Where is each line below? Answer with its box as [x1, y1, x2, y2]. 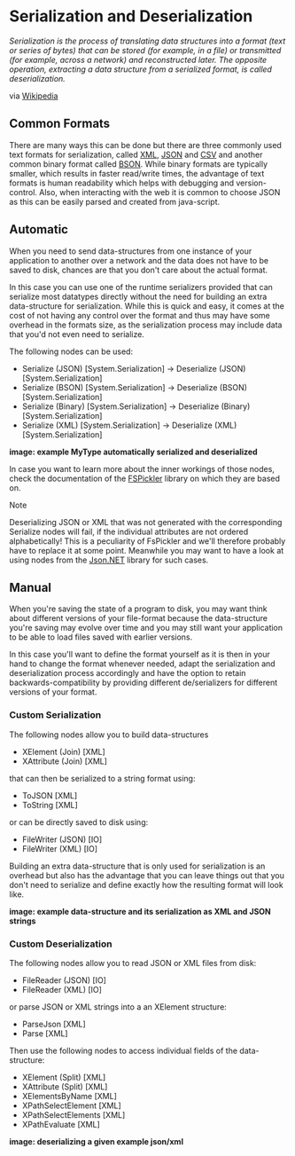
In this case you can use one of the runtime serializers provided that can [9, 281, 273, 292]
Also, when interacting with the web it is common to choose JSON [39, 186, 281, 197]
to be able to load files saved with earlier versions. [9, 632, 193, 642]
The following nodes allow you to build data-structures [9, 729, 209, 740]
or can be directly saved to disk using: [9, 816, 149, 827]
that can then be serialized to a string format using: [9, 773, 196, 783]
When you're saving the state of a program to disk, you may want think [9, 603, 268, 614]
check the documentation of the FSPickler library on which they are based [9, 473, 281, 484]
